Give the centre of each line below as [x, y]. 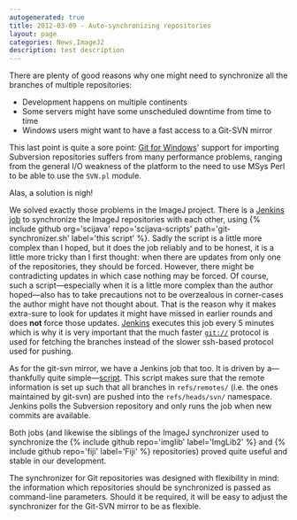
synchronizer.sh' [39, 238]
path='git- [213, 229]
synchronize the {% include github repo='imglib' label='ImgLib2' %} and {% [147, 442]
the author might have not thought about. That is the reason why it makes [143, 304]
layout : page [33, 34]
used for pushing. [41, 352]
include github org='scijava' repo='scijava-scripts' [101, 229]
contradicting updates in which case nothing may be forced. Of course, [139, 276]
